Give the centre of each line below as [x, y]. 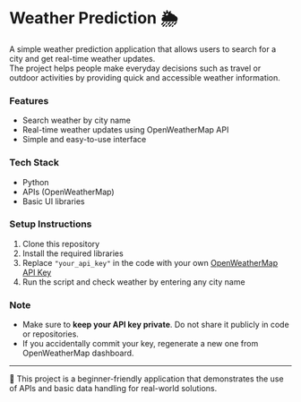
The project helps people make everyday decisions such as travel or [135, 68]
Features [29, 100]
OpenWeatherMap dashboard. [78, 353]
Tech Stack [34, 163]
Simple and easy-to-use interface [84, 140]
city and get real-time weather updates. [82, 58]
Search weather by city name [77, 120]
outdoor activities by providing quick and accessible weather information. [145, 77]
